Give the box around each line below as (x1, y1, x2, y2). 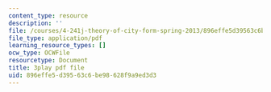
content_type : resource (8, 11, 89, 20)
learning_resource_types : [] (8, 42, 106, 50)
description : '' (8, 19, 63, 27)
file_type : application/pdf (8, 34, 103, 42)
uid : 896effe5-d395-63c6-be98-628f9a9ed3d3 (8, 71, 157, 79)
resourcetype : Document (8, 57, 89, 65)
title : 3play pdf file (8, 64, 85, 72)
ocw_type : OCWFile (8, 49, 70, 57)
